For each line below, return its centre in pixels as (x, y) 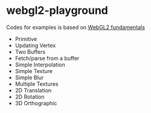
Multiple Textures (37, 84)
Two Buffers (30, 51)
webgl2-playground (57, 11)
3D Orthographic (36, 103)
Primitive (26, 39)
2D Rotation (30, 97)
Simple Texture (34, 71)
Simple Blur (29, 77)
